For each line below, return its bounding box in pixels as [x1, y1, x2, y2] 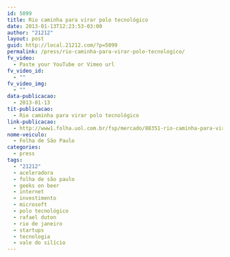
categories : [7, 144, 41, 151]
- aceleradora [13, 169, 53, 176]
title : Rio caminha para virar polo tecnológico [7, 16, 149, 23]
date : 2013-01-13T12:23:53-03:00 [7, 23, 103, 29]
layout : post [7, 36, 44, 42]
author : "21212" [7, 29, 53, 36]
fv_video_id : [7, 67, 44, 74]
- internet [13, 188, 44, 195]
